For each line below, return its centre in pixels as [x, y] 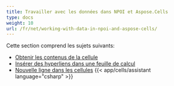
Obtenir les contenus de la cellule [56, 57]
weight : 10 [20, 23]
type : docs [20, 17]
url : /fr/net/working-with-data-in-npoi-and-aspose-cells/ [82, 29]
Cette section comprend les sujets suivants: [61, 46]
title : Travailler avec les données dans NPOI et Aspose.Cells [87, 12]
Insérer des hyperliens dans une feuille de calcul [75, 64]
